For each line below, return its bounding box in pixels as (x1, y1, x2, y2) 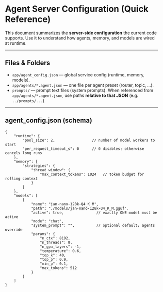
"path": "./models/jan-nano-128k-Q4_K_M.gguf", (31, 206, 130, 211)
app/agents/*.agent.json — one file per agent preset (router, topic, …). (12, 82, 154, 88)
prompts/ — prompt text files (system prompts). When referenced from (12, 87, 154, 93)
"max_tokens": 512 (39, 265, 77, 271)
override (5, 227, 23, 232)
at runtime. (5, 40, 27, 46)
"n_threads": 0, (39, 240, 73, 245)
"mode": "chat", (31, 219, 64, 223)
